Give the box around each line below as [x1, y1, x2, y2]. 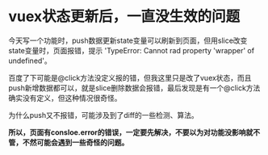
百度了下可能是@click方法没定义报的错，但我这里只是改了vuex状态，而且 [8, 73, 252, 82]
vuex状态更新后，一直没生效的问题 [8, 7, 241, 26]
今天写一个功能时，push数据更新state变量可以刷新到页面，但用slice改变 [8, 36, 248, 45]
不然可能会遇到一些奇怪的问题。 [22, 137, 129, 147]
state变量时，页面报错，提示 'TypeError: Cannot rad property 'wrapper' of [8, 45, 255, 55]
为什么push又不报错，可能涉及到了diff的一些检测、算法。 [8, 110, 199, 119]
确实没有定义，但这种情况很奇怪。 [8, 93, 122, 103]
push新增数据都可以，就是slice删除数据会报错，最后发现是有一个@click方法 [8, 82, 261, 93]
